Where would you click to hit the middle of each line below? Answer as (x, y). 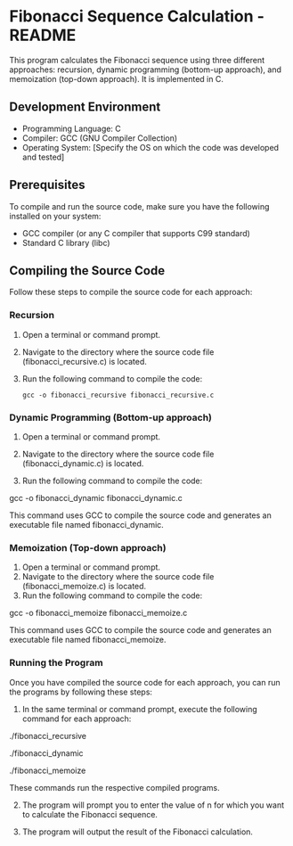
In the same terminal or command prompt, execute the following (140, 709)
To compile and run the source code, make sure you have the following (139, 206)
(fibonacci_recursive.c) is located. (84, 361)
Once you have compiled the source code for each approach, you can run (145, 682)
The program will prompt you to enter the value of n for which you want (153, 805)
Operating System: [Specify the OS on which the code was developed (150, 147)
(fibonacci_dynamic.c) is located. (83, 463)
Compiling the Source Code (87, 271)
